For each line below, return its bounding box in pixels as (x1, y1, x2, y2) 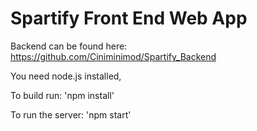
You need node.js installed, (10, 70, 122, 82)
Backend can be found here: (10, 40, 128, 52)
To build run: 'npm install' (10, 89, 115, 101)
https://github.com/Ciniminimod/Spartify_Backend (10, 50, 217, 62)
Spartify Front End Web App (10, 7, 248, 30)
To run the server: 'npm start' (10, 108, 132, 121)
